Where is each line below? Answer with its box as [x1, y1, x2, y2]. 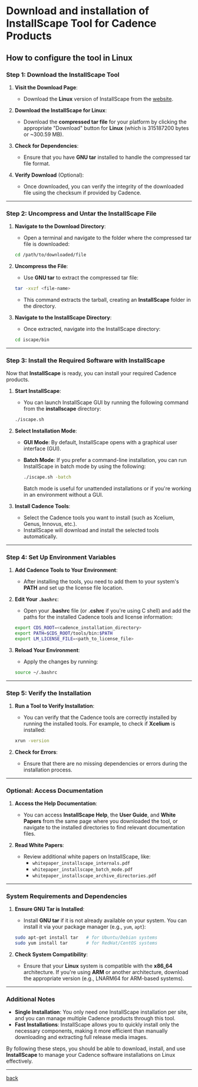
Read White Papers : [14, 842, 65, 849]
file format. [23, 160, 51, 167]
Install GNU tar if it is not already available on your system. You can [23, 917, 187, 924]
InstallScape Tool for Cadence [6, 17, 157, 30]
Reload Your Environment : [14, 646, 80, 653]
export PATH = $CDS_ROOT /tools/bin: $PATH [14, 630, 113, 636]
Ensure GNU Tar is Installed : [14, 906, 85, 913]
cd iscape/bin [14, 337, 49, 343]
